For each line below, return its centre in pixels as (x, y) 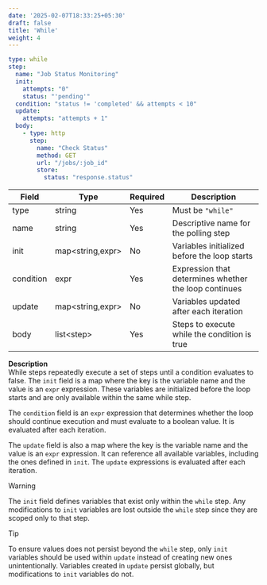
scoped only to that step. (49, 518)
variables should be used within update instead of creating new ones (120, 557)
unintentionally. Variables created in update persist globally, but (111, 566)
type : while (28, 60)
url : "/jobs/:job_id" (73, 163)
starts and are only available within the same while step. (100, 398)
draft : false (30, 23)
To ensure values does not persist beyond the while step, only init (118, 549)
